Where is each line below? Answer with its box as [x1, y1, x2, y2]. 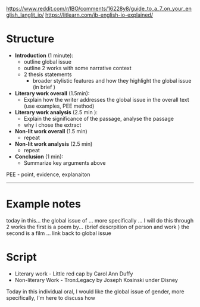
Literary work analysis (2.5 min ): [14, 108, 98, 115]
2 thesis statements [23, 71, 73, 78]
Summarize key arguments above [23, 159, 106, 166]
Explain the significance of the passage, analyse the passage [23, 115, 174, 122]
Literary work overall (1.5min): [14, 89, 90, 97]
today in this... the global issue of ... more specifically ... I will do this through [6, 217, 194, 224]
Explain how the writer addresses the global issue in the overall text [23, 96, 189, 103]
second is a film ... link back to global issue [6, 229, 111, 237]
